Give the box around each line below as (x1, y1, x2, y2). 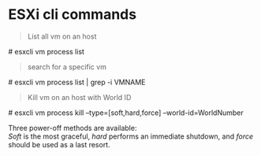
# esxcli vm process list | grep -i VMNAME (8, 77, 146, 87)
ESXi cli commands (8, 6, 136, 24)
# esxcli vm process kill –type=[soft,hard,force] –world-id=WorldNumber (8, 108, 244, 117)
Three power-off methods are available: (8, 123, 137, 132)
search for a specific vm (27, 61, 106, 72)
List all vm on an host (27, 32, 97, 41)
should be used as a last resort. (8, 139, 110, 149)
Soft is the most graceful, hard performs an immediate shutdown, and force (8, 132, 254, 141)
